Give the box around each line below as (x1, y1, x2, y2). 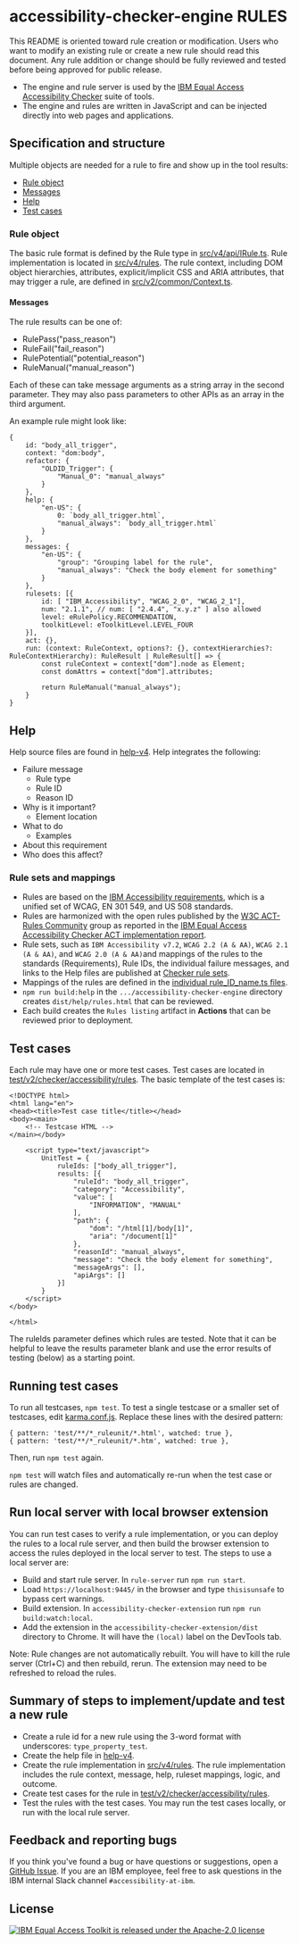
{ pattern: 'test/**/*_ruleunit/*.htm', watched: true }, (9, 1436, 229, 1445)
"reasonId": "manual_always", (72, 1248, 186, 1257)
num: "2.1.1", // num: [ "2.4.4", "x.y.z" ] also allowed (41, 605, 262, 614)
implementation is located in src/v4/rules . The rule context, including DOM (9, 257, 284, 269)
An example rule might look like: (9, 416, 127, 427)
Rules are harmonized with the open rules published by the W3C (21, 910, 260, 921)
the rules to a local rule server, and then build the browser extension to (9, 1538, 270, 1549)
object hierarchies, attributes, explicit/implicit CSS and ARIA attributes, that (9, 267, 285, 278)
